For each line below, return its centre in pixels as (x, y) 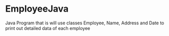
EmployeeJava (37, 9)
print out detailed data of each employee (48, 28)
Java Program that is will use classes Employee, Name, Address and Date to (85, 23)
